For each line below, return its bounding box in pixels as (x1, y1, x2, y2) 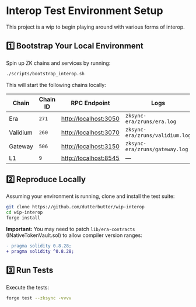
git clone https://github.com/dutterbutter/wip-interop (6, 204, 145, 210)
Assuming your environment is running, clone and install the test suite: (6, 193, 175, 200)
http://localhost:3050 (61, 114, 120, 123)
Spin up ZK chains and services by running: (6, 60, 111, 67)
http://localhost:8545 (61, 153, 120, 162)
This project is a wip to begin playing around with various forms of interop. (6, 23, 185, 30)
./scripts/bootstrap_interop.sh (6, 71, 85, 76)
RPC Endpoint (71, 99, 110, 107)
